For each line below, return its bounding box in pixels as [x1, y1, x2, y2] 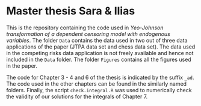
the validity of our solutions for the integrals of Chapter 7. [6, 93, 148, 100]
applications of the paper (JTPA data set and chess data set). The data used [6, 43, 196, 50]
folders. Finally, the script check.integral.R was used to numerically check [6, 86, 192, 93]
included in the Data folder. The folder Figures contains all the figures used [6, 56, 191, 63]
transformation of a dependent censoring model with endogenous [6, 30, 170, 37]
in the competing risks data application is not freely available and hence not [6, 49, 194, 56]
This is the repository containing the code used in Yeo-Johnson [6, 24, 164, 31]
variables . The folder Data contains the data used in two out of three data [6, 37, 188, 44]
